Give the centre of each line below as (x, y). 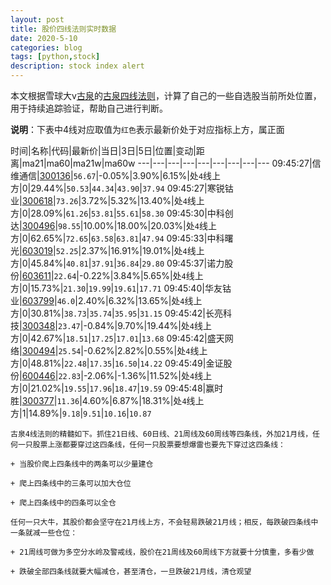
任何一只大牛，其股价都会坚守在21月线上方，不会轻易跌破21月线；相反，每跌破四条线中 (164, 522)
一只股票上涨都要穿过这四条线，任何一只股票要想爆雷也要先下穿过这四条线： (151, 445)
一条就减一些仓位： (44, 533)
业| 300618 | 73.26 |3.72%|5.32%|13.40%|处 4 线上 (107, 200)
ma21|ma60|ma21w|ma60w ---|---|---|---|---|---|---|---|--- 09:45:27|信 (171, 163)
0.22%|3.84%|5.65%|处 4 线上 (143, 275)
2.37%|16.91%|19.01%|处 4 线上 (143, 250)
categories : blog (46, 47)
